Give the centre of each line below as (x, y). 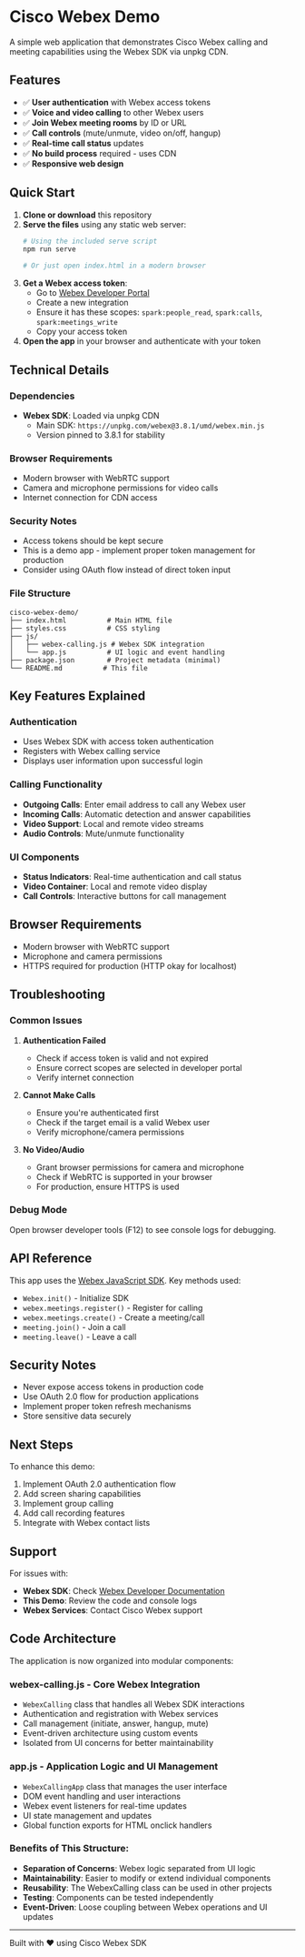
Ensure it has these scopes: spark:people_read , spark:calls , (149, 312)
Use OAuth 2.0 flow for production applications (111, 1397)
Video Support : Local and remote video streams (113, 823)
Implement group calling (68, 1504)
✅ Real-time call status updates (83, 143)
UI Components (44, 857)
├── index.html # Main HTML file (91, 620)
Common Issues (46, 1021)
